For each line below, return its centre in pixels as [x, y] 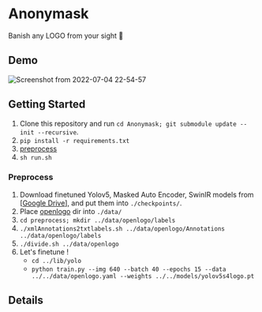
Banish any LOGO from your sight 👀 [66, 36]
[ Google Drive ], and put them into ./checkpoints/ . [101, 203]
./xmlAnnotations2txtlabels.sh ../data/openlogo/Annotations [122, 229]
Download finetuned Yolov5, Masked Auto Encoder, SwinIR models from [137, 194]
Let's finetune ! [44, 252]
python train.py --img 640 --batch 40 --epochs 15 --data [129, 269]
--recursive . [58, 132]
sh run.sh [36, 158]
